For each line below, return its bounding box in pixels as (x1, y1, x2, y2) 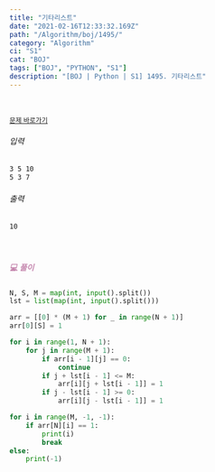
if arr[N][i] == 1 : (25, 421, 99, 430)
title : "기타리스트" (9, 13, 78, 23)
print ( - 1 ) (25, 455, 63, 464)
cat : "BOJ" (9, 55, 51, 64)
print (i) (42, 430, 75, 439)
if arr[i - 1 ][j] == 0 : (42, 354, 131, 364)
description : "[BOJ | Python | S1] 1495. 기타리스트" (9, 72, 207, 81)
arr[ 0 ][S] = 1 (9, 321, 63, 330)
